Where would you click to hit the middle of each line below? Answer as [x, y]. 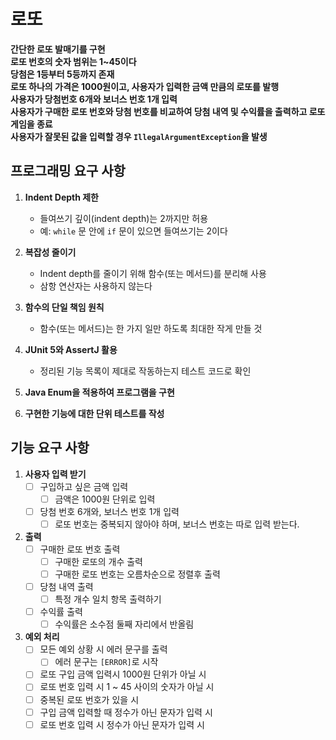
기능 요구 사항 [50, 448]
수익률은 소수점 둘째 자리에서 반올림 [124, 624]
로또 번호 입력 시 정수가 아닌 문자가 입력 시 [122, 724]
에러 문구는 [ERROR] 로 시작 [106, 662]
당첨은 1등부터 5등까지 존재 [62, 74]
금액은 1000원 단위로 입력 [105, 499]
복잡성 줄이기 [50, 252]
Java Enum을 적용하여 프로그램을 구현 [99, 392]
